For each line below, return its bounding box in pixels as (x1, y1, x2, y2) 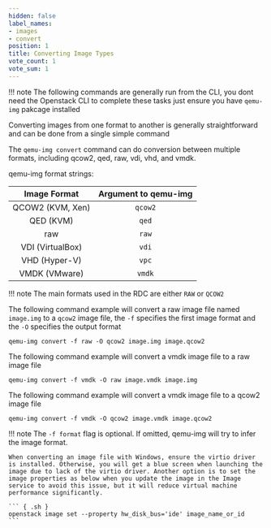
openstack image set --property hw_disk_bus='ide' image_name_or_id (8, 509, 245, 518)
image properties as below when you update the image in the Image (8, 474, 242, 483)
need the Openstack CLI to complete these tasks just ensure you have (8, 95, 243, 106)
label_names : (8, 19, 53, 28)
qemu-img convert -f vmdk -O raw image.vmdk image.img (8, 375, 198, 384)
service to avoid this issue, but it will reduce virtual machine (8, 481, 238, 490)
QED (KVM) (29, 214, 74, 226)
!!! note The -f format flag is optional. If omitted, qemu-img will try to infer (8, 428, 256, 439)
